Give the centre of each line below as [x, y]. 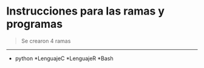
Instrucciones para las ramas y [86, 11]
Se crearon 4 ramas [46, 41]
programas [34, 24]
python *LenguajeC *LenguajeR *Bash [64, 58]
